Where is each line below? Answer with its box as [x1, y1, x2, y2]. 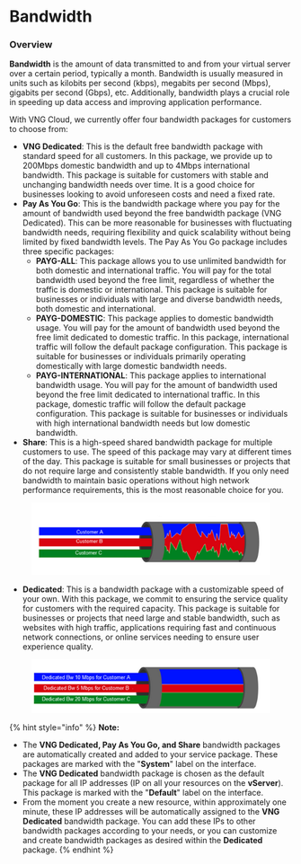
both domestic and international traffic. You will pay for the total [35, 265, 272, 276]
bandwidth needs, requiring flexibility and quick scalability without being [22, 227, 291, 238]
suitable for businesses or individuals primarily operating [35, 351, 246, 362]
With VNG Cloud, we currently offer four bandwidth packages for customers [9, 114, 292, 125]
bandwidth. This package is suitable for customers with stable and [22, 170, 270, 181]
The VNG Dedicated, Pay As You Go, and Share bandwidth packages [22, 739, 281, 750]
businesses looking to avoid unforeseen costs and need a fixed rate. [22, 189, 276, 199]
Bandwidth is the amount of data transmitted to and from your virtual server [9, 58, 291, 69]
